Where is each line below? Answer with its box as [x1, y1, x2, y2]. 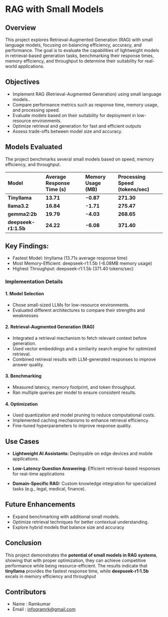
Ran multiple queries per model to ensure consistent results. [12, 389, 136, 395]
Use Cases [5, 437, 39, 446]
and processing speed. [12, 107, 60, 113]
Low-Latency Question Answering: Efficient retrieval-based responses [12, 465, 160, 471]
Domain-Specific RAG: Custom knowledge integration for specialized [12, 480, 156, 486]
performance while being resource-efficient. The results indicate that [5, 562, 147, 568]
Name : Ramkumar [12, 601, 51, 607]
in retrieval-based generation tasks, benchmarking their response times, [5, 53, 154, 59]
